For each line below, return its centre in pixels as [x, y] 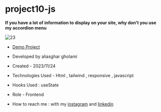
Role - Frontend [28, 94]
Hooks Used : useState [35, 85]
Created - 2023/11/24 [34, 66]
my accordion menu [26, 28]
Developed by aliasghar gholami [45, 56]
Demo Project [26, 47]
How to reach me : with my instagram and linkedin [63, 104]
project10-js [30, 9]
